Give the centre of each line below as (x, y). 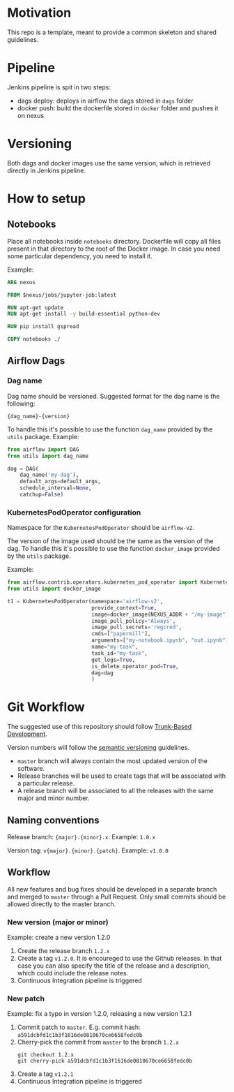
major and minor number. (54, 798)
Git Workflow (46, 707)
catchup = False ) (42, 494)
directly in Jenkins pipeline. (46, 170)
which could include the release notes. (73, 973)
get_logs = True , (114, 660)
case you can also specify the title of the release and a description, (114, 966)
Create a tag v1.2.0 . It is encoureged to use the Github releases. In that (119, 959)
